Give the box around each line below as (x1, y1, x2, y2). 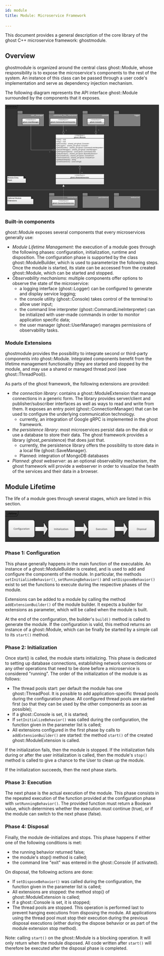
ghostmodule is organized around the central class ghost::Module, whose (5, 65, 153, 71)
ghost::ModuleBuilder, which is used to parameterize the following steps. (12, 260, 159, 265)
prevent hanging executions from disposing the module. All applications (12, 909, 157, 915)
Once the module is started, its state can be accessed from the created (12, 265, 156, 270)
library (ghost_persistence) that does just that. (12, 437, 105, 443)
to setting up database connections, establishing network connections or (5, 660, 152, 666)
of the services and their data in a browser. (12, 468, 99, 475)
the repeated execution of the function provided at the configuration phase (5, 795, 156, 801)
